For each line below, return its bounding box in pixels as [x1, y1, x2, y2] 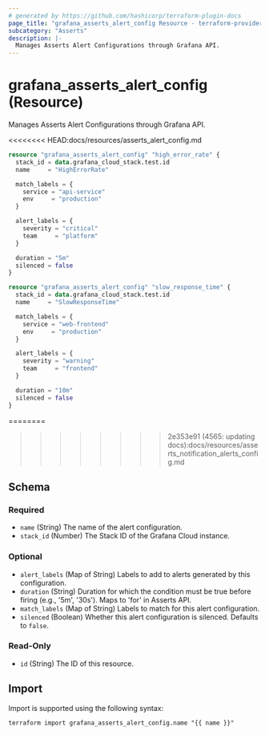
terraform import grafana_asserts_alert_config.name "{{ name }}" [8, 719, 235, 727]
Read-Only [8, 640, 52, 652]
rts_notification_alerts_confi [167, 449, 259, 458]
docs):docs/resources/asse [167, 440, 259, 449]
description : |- [8, 34, 62, 43]
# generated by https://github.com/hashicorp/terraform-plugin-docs [8, 11, 242, 20]
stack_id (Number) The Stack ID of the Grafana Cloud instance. [19, 531, 231, 541]
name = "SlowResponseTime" [15, 298, 120, 307]
